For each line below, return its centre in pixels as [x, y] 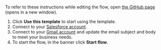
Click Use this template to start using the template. [64, 22]
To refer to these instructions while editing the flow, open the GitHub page [80, 7]
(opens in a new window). [31, 12]
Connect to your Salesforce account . [49, 27]
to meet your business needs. [42, 37]
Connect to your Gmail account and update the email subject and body [84, 32]
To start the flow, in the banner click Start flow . [60, 42]
